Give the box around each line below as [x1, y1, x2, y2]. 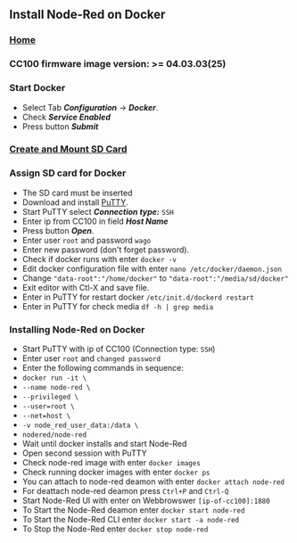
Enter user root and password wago [21, 234, 152, 245]
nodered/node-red [21, 431, 87, 440]
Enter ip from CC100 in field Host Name [21, 216, 169, 226]
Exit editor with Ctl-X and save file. [21, 282, 150, 292]
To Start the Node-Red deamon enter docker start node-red [21, 505, 245, 515]
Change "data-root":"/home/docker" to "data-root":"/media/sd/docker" [21, 272, 289, 284]
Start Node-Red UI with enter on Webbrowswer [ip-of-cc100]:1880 [21, 495, 270, 506]
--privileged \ [21, 392, 79, 402]
